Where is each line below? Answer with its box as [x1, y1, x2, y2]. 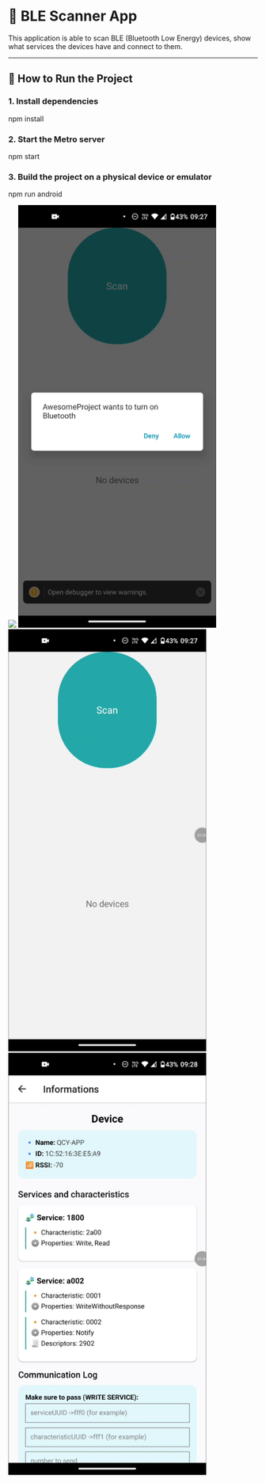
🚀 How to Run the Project [8, 72, 133, 86]
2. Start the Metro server [8, 134, 105, 145]
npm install [8, 114, 44, 124]
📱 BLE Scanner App [8, 7, 138, 25]
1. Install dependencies [8, 96, 99, 107]
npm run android [8, 189, 63, 199]
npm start [8, 151, 40, 161]
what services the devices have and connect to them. [8, 41, 184, 51]
